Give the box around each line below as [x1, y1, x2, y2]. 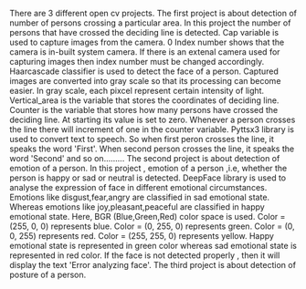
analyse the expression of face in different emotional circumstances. [9, 182, 268, 192]
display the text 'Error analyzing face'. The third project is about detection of [9, 260, 297, 270]
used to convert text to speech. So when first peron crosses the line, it [9, 134, 274, 144]
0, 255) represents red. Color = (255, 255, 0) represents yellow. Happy [9, 231, 274, 241]
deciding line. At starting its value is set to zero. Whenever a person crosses [9, 114, 296, 125]
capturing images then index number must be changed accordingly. [9, 57, 265, 67]
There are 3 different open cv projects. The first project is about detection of [9, 8, 298, 18]
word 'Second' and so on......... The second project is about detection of [9, 153, 280, 163]
